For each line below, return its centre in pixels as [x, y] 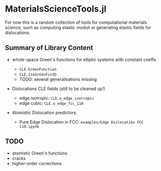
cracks [19, 158]
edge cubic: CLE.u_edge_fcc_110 [51, 103]
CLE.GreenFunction [38, 69]
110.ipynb [29, 126]
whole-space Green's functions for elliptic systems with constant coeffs [84, 60]
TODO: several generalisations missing [58, 79]
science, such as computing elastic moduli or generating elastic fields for [78, 27]
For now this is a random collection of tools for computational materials [76, 22]
